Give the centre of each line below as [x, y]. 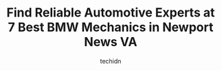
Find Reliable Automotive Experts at [111, 13]
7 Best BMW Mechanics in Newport [111, 27]
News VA [111, 42]
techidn [111, 61]
